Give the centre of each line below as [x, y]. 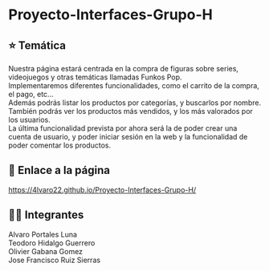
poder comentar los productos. [59, 145]
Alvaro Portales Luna [43, 234]
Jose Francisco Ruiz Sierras [55, 260]
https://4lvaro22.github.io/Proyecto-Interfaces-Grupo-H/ [102, 189]
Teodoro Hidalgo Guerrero [52, 243]
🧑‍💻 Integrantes [46, 215]
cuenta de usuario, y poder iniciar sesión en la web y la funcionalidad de [128, 137]
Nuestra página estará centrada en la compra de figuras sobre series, [124, 69]
